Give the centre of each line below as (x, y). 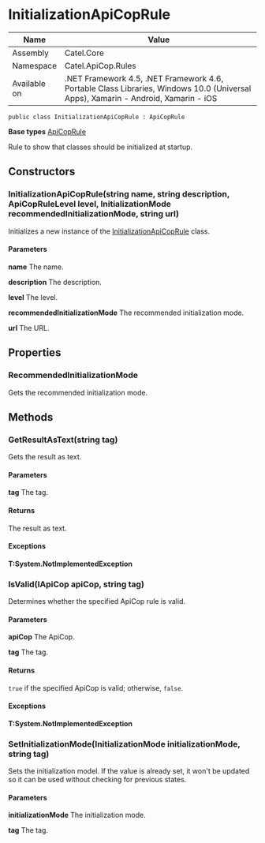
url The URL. (29, 328)
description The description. (55, 282)
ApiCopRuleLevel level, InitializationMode (90, 204)
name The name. (36, 267)
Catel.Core (84, 53)
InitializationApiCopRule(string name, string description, (119, 194)
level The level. (33, 297)
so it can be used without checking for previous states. (97, 780)
